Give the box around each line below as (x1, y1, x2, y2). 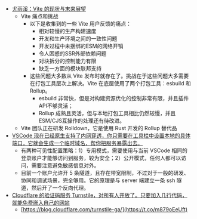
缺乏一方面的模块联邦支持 (38, 65, 102, 72)
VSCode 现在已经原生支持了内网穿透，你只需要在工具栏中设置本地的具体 (11, 132, 191, 139)
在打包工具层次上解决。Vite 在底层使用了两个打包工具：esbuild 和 (29, 80, 191, 87)
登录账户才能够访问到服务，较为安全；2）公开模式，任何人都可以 (20, 155, 181, 161)
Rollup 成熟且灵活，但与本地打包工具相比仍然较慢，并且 (38, 110, 176, 116)
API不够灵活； (38, 102, 73, 109)
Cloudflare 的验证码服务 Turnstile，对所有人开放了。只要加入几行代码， (11, 192, 188, 199)
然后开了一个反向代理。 (31, 184, 90, 191)
